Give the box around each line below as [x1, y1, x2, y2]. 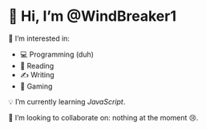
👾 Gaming [19, 81, 53, 91]
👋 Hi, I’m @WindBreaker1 [8, 7, 176, 26]
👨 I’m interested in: [8, 33, 71, 43]
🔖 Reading [19, 61, 55, 70]
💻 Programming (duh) [19, 49, 95, 59]
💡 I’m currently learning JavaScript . [8, 97, 126, 106]
